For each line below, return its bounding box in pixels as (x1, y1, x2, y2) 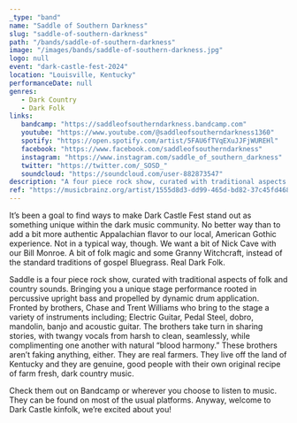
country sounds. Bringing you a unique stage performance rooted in (9, 284, 257, 294)
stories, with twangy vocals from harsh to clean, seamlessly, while (9, 331, 250, 341)
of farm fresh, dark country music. (9, 368, 134, 379)
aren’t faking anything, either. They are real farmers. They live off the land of (9, 350, 287, 359)
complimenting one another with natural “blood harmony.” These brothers (9, 340, 278, 350)
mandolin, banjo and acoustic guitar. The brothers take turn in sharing (9, 321, 263, 332)
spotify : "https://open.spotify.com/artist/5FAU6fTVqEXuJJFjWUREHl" (20, 136, 278, 145)
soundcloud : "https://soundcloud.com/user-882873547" (20, 169, 224, 178)
